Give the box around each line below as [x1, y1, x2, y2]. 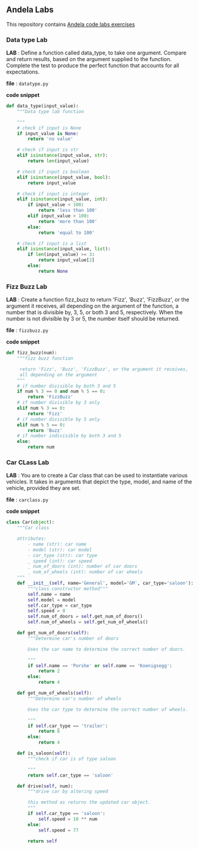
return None [38, 268, 68, 274]
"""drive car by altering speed [27, 789, 109, 795]
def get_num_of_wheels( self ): [17, 690, 93, 696]
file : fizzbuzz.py [6, 327, 49, 334]
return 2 [38, 668, 60, 674]
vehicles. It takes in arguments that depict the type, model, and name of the [6, 478, 192, 485]
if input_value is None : [17, 130, 79, 136]
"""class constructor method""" [27, 586, 109, 592]
